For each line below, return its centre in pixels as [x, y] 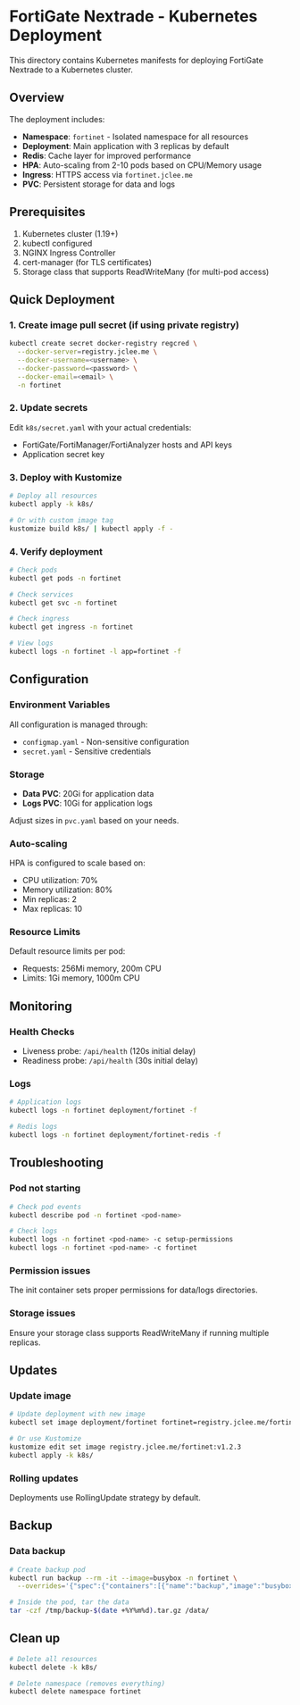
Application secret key [63, 454]
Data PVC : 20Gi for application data [88, 793]
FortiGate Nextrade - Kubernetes [133, 17]
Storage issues [42, 1313]
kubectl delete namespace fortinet [75, 1692]
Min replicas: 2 [50, 899]
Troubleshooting [57, 1163]
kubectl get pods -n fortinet [66, 578]
